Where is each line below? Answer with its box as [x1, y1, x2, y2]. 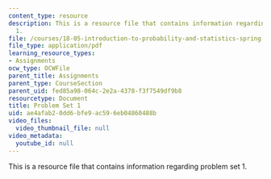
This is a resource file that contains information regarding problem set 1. [8, 161, 248, 171]
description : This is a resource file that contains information [8, 19, 232, 27]
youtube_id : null [15, 139, 74, 148]
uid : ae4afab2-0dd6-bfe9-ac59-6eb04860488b [8, 110, 157, 118]
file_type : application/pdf [8, 42, 103, 50]
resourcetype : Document [8, 94, 89, 102]
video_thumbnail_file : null [15, 124, 110, 132]
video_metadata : [8, 131, 63, 139]
